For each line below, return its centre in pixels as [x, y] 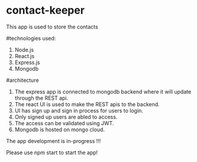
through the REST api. [41, 98]
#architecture [23, 80]
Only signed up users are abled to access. [66, 117]
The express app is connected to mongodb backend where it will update [103, 91]
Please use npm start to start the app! [52, 153]
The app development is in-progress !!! [54, 141]
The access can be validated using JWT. [64, 123]
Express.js [27, 62]
